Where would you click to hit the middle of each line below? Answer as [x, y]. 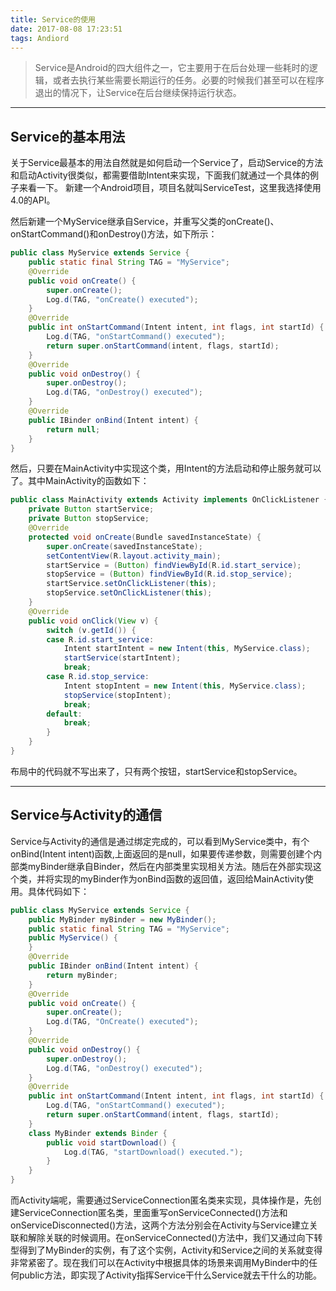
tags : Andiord [40, 38]
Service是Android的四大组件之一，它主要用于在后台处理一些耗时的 [172, 68]
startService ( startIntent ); [122, 658]
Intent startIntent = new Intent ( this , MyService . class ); [187, 649]
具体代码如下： [58, 891]
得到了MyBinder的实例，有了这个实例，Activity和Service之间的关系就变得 [170, 1250]
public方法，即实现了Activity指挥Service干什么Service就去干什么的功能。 [170, 1275]
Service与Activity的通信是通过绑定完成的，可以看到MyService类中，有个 [160, 841]
